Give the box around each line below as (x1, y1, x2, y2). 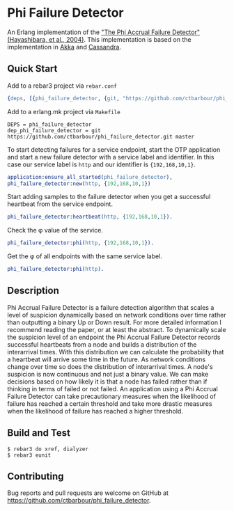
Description (7, 285, 59, 297)
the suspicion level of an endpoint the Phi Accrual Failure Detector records (7, 333, 221, 341)
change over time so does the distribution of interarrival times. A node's (7, 362, 214, 370)
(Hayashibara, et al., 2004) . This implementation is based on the (7, 35, 192, 43)
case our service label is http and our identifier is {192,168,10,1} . (7, 160, 196, 168)
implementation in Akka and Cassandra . (7, 42, 122, 51)
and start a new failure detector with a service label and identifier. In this (7, 152, 214, 161)
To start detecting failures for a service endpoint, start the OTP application (7, 145, 221, 154)
